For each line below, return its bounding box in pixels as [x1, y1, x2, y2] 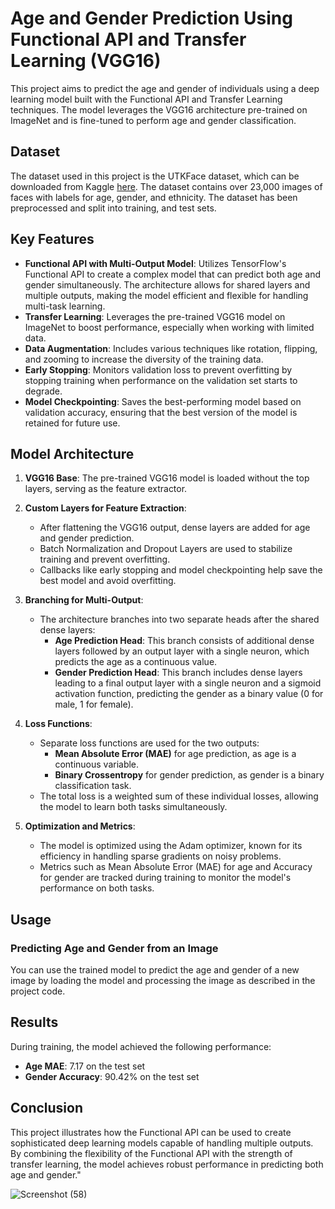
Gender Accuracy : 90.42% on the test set [24, 1070, 200, 1082]
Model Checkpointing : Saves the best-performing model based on [24, 395, 302, 407]
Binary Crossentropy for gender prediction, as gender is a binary [54, 769, 325, 781]
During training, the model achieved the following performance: [10, 1040, 272, 1052]
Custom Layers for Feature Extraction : [24, 502, 187, 514]
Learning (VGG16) [10, 50, 162, 72]
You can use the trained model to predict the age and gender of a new [10, 964, 300, 976]
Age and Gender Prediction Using [10, 7, 293, 30]
